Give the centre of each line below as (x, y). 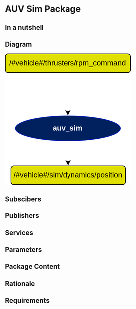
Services (19, 233)
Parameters (24, 250)
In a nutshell (24, 28)
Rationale (20, 283)
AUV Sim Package (43, 9)
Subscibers (23, 199)
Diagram (19, 44)
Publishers (22, 216)
